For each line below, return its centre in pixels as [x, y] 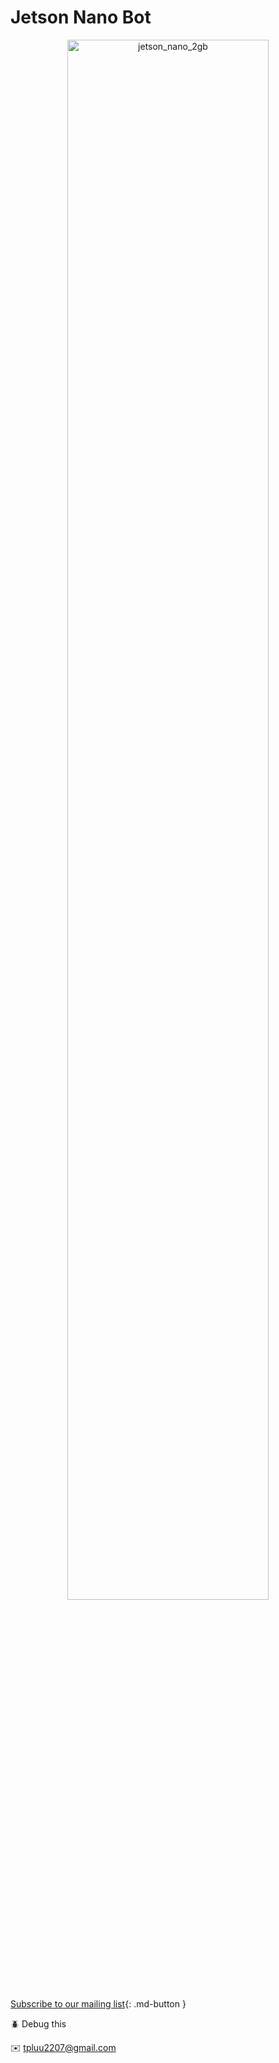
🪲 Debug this [38, 2023]
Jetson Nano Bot [81, 17]
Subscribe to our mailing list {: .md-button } [98, 2003]
